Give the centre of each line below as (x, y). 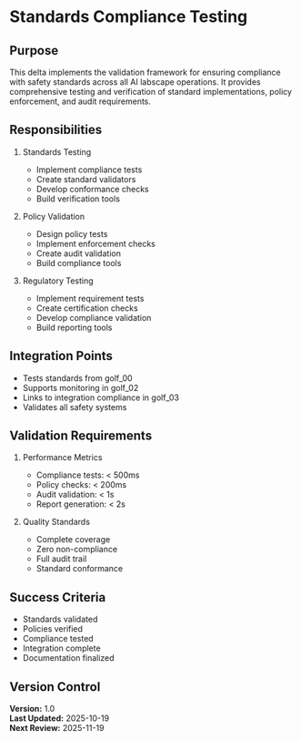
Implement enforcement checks (96, 243)
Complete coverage (73, 540)
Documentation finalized (69, 658)
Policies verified (53, 629)
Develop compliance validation (94, 317)
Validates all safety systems (75, 407)
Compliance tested (58, 639)
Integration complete (62, 648)
